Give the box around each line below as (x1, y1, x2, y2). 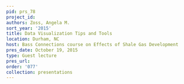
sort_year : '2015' (6, 25, 51, 31)
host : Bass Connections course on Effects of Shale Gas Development (6, 42, 179, 48)
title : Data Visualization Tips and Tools (6, 31, 112, 37)
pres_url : (6, 58, 31, 64)
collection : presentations (6, 69, 73, 75)
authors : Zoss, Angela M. (6, 20, 70, 25)
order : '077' (6, 63, 38, 70)
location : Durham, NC (6, 36, 60, 42)
